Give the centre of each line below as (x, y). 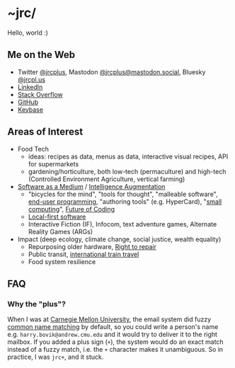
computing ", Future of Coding (71, 209)
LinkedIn (30, 87)
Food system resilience (62, 261)
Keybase (30, 109)
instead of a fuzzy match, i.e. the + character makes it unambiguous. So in (115, 350)
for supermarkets (53, 163)
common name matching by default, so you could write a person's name (113, 327)
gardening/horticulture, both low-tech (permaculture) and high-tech (127, 171)
